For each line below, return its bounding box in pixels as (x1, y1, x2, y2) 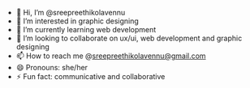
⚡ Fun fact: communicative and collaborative (15, 72, 166, 81)
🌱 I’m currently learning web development (15, 25, 157, 34)
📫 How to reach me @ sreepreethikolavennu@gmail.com (15, 51, 206, 61)
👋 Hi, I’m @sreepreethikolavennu (15, 8, 126, 17)
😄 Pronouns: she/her (15, 63, 88, 72)
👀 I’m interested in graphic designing (15, 16, 140, 26)
